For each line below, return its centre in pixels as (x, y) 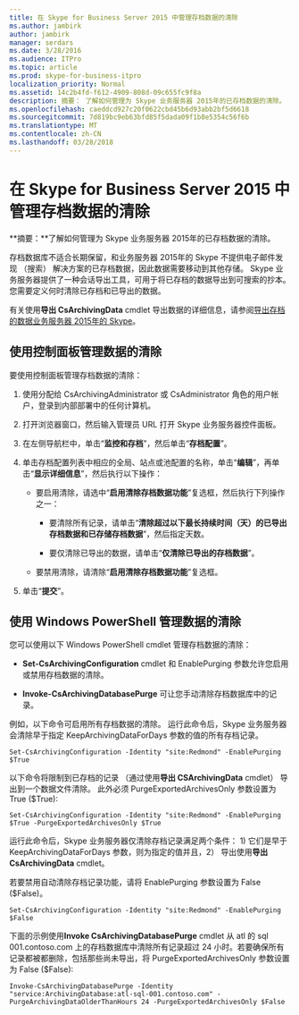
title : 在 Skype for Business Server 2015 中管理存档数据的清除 (124, 17)
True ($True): (34, 799)
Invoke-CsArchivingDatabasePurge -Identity (91, 986)
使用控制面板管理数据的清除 (86, 352)
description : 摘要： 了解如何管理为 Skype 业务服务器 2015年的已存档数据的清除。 (148, 101)
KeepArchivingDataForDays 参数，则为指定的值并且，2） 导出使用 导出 (139, 852)
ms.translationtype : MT (54, 126)
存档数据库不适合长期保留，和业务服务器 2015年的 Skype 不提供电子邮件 (142, 257)
